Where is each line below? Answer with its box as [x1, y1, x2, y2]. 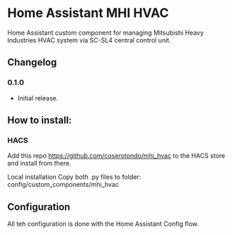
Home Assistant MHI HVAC [7, 5, 169, 21]
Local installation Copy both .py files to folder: [7, 173, 141, 181]
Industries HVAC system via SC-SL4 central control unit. [7, 35, 171, 44]
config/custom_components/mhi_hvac [7, 180, 119, 189]
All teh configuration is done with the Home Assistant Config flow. [7, 219, 199, 228]
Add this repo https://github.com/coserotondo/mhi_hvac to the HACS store [7, 151, 226, 160]
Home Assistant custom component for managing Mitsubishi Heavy [7, 28, 204, 37]
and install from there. [7, 159, 71, 168]
